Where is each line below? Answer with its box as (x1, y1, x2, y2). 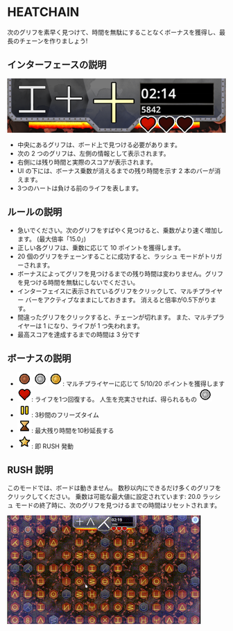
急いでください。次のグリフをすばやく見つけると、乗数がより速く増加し (17, 226, 223, 234)
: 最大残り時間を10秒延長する (31, 426, 114, 434)
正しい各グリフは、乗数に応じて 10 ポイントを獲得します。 (17, 243, 185, 252)
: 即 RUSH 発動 (31, 442, 74, 450)
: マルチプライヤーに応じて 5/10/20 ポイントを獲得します (62, 379, 225, 388)
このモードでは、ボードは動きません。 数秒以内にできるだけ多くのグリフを (7, 484, 222, 492)
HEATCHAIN (7, 4, 80, 20)
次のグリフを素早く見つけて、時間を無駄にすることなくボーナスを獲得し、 (7, 28, 220, 36)
